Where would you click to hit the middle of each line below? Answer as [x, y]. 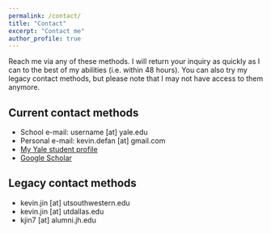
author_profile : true [45, 38]
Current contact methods [74, 113]
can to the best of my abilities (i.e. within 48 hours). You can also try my [128, 70]
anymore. [24, 87]
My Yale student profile [59, 150]
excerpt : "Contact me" [47, 31]
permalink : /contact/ [45, 16]
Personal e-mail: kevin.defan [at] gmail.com [93, 141]
